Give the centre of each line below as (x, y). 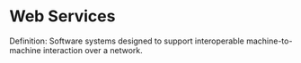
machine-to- (269, 41)
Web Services (62, 16)
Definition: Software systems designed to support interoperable (127, 41)
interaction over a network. (93, 50)
